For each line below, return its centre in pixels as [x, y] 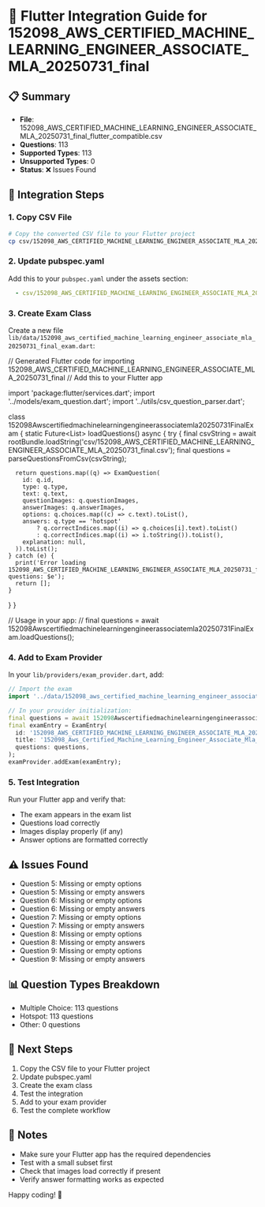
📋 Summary [39, 97]
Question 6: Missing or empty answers [82, 909]
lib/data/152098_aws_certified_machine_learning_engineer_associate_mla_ [132, 338]
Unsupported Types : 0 [57, 161]
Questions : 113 [44, 144]
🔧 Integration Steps [56, 195]
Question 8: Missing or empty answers [82, 943]
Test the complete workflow [65, 1110]
